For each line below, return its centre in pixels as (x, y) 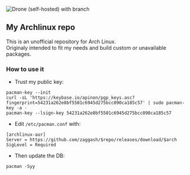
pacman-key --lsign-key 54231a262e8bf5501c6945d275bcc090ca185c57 (89, 113)
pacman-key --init (28, 93)
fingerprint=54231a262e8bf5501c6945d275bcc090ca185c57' (76, 103)
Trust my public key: (39, 82)
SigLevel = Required (31, 145)
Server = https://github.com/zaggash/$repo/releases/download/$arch (91, 140)
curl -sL (17, 98)
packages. (19, 54)
